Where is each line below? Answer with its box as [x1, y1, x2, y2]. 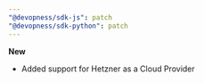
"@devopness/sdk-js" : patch [8, 12, 113, 22]
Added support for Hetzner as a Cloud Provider [20, 63, 195, 74]
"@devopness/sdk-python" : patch [8, 21, 128, 30]
